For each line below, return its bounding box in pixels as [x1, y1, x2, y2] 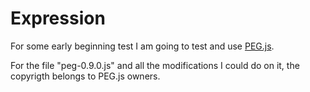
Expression [10, 7, 106, 30]
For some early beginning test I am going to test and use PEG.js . [10, 40, 275, 52]
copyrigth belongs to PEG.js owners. [10, 70, 161, 82]
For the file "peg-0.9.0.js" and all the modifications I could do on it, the [10, 59, 300, 71]
